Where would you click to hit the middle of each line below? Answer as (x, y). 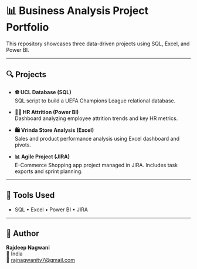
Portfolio (28, 27)
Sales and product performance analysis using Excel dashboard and (97, 138)
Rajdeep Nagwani (28, 248)
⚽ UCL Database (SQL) (43, 92)
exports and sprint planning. (49, 171)
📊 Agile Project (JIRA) (42, 157)
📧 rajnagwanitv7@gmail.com (40, 260)
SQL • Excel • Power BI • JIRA (51, 210)
